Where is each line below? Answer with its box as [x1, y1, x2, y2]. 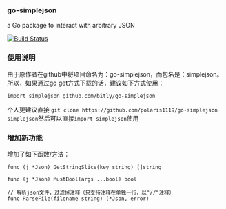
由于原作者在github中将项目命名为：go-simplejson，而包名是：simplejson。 [7, 70, 223, 78]
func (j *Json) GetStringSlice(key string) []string [7, 163, 162, 170]
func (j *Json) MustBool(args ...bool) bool [7, 175, 137, 183]
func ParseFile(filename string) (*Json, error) [7, 195, 150, 202]
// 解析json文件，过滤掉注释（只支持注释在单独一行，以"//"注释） [7, 189, 174, 196]
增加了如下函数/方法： [7, 150, 70, 158]
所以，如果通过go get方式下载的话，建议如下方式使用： [7, 79, 165, 87]
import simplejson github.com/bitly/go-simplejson [7, 92, 156, 99]
